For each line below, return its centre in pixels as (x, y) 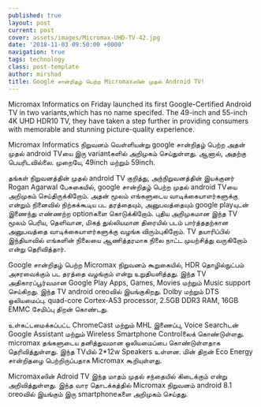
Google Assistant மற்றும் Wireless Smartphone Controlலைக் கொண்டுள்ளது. (126, 334)
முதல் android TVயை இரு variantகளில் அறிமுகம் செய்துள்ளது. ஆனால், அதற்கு (127, 153)
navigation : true (37, 52)
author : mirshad (35, 74)
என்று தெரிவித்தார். (37, 248)
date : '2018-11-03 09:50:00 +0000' (67, 45)
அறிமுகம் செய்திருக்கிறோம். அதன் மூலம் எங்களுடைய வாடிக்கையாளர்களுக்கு (123, 196)
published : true (35, 15)
